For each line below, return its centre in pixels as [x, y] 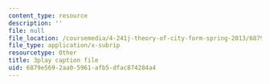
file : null [27, 30]
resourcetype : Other [43, 53]
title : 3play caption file [53, 61]
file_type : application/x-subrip [64, 46]
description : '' [35, 23]
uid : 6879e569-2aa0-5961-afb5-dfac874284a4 [82, 68]
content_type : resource [48, 16]
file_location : [34, 38]
